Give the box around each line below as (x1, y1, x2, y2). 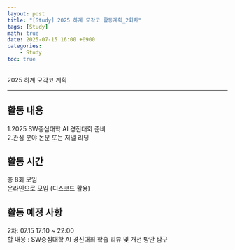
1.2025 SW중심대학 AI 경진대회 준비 (7, 124, 106, 133)
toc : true (7, 56, 36, 63)
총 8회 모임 (7, 175, 38, 184)
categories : (7, 43, 42, 50)
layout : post (7, 10, 45, 17)
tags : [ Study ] (7, 23, 49, 30)
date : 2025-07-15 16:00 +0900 (7, 36, 96, 43)
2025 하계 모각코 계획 (7, 75, 68, 84)
